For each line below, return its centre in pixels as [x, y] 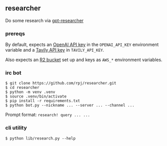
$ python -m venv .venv [30, 92]
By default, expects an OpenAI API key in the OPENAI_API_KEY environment [82, 44]
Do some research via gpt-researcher [45, 20]
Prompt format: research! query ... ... [48, 115]
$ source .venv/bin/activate [36, 96]
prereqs [15, 33]
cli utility [16, 128]
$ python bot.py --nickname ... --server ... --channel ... [70, 106]
